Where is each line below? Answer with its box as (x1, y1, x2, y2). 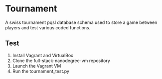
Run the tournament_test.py (12, 68, 70, 74)
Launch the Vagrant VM (12, 63, 61, 69)
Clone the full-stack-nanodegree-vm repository (12, 58, 111, 64)
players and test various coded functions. (5, 24, 91, 30)
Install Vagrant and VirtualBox (12, 52, 73, 58)
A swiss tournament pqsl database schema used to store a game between (5, 19, 158, 25)
